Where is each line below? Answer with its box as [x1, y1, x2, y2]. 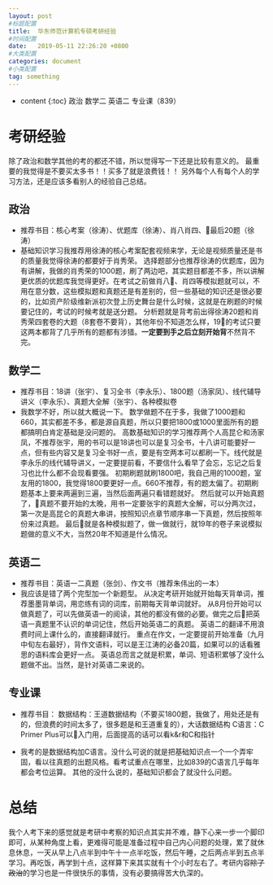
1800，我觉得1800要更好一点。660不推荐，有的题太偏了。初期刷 [41, 478, 259, 489]
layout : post [8, 11, 53, 20]
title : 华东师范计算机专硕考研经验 [8, 27, 116, 35]
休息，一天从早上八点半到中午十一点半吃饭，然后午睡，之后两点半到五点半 [15, 848, 265, 857]
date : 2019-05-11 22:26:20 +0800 [8, 42, 129, 50]
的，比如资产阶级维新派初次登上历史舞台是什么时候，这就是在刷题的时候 [19, 296, 262, 306]
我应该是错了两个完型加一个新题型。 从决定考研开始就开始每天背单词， [19, 589, 258, 598]
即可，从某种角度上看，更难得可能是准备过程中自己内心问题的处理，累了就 [8, 837, 258, 847]
